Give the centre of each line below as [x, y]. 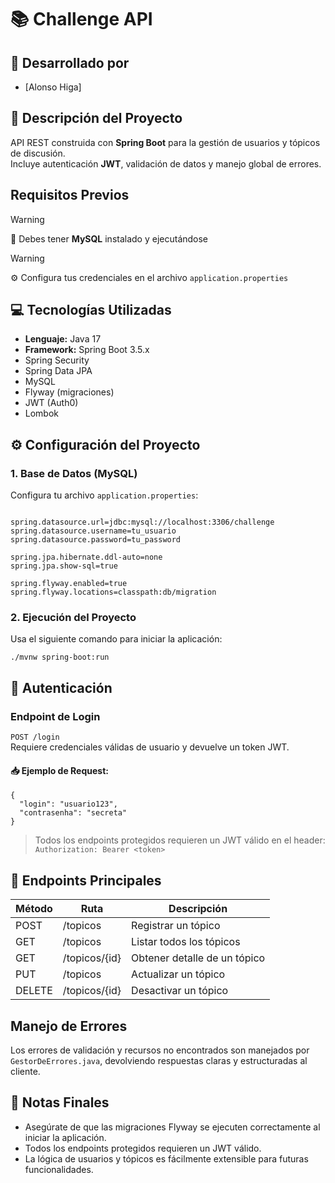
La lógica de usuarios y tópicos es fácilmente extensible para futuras [166, 1158]
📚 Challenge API [81, 19]
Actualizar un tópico [178, 974]
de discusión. [38, 153]
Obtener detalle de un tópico [198, 958]
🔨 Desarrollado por [70, 62]
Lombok [42, 413]
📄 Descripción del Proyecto [96, 118]
